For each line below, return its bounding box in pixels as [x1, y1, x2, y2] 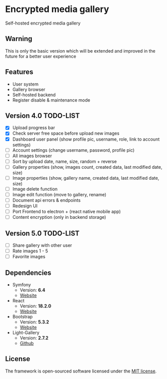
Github [19, 340, 34, 346]
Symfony [12, 282, 31, 288]
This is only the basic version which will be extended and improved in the [5, 48, 156, 54]
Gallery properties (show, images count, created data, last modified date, [12, 164, 163, 170]
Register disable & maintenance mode [12, 97, 91, 103]
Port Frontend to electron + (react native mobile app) [12, 209, 121, 215]
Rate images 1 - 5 [12, 248, 48, 254]
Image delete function [12, 186, 58, 192]
